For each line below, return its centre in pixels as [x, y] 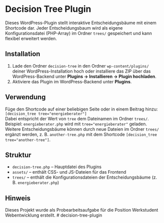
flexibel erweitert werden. [31, 38]
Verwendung [25, 97]
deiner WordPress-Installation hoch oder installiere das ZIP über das [82, 71]
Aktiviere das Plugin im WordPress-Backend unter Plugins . [72, 81]
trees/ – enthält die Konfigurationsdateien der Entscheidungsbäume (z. [85, 177]
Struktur [18, 155]
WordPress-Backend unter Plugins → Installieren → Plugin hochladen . [84, 76]
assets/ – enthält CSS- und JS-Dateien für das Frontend [69, 172]
